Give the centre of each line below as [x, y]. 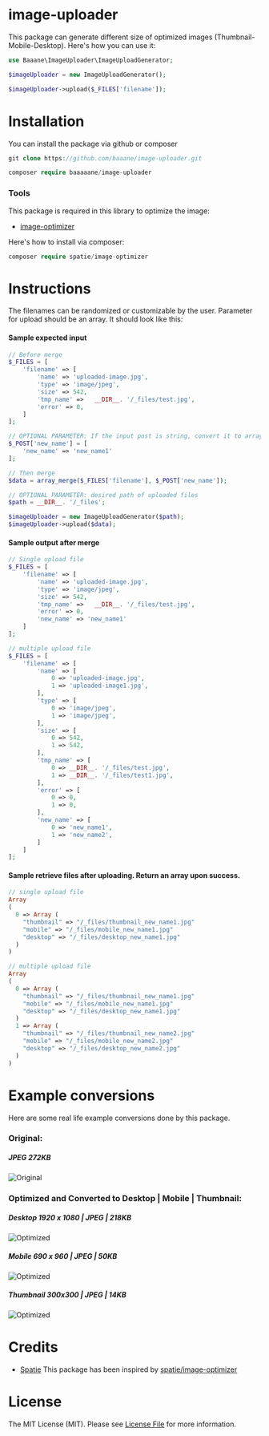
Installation [46, 121]
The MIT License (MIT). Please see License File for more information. [122, 1424]
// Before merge [35, 354]
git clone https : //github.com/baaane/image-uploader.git [105, 158]
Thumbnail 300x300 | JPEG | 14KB [67, 1294]
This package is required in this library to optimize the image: [109, 211]
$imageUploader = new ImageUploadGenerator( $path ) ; [96, 517]
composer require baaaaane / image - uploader [80, 173]
